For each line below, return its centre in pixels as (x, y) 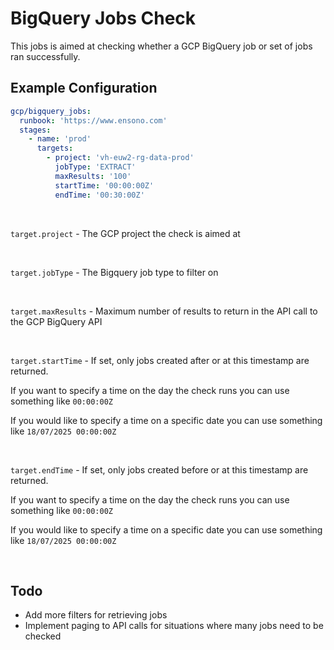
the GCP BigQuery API (56, 321)
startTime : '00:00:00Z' (104, 185)
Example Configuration (84, 88)
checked (43, 636)
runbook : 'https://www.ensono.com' (93, 120)
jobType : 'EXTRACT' (95, 167)
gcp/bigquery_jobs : (51, 111)
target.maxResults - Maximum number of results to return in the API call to (164, 311)
